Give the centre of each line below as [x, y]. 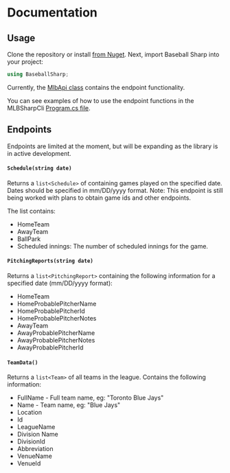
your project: [25, 62]
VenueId [29, 463]
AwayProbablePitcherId [50, 347]
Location [30, 413]
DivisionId [31, 441]
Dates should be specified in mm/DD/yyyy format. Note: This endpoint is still [115, 190]
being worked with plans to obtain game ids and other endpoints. [99, 198]
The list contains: [32, 211]
